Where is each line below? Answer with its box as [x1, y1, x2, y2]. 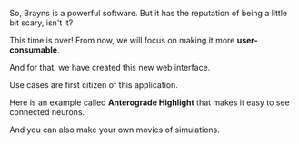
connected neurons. [9, 107, 85, 117]
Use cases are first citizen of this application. [9, 80, 179, 90]
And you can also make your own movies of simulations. [9, 124, 220, 135]
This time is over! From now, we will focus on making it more [9, 35, 235, 45]
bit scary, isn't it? [9, 17, 74, 28]
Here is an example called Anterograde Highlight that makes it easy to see [9, 97, 291, 108]
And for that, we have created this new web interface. [9, 62, 211, 72]
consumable [9, 44, 57, 55]
